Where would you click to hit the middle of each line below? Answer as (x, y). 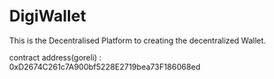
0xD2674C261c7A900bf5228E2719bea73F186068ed (105, 67)
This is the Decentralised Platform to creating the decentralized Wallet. (138, 40)
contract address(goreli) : (55, 57)
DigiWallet (48, 16)
